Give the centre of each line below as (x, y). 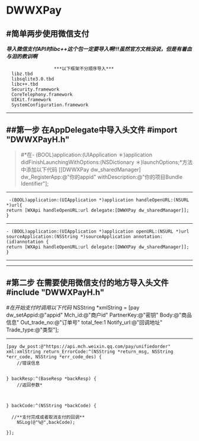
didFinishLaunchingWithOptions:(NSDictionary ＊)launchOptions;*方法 (107, 162)
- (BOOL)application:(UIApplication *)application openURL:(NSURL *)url (98, 231)
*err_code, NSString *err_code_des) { (54, 357)
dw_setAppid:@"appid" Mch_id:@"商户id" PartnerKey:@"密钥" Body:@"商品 (99, 315)
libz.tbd (22, 74)
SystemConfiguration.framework (50, 105)
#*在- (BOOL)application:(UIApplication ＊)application (86, 154)
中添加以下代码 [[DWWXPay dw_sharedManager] (81, 169)
